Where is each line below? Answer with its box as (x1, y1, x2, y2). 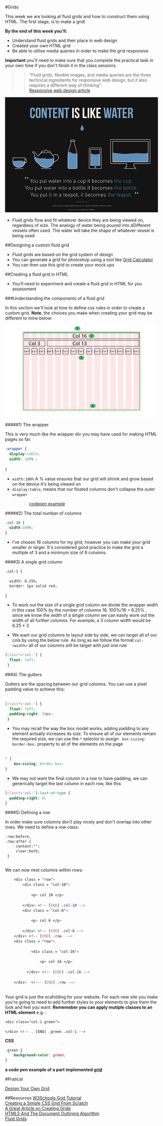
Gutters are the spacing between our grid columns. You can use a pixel (5, 681, 147, 687)
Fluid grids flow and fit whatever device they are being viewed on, (12, 217, 144, 223)
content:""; (16, 844, 40, 849)
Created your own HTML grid (12, 43, 71, 48)
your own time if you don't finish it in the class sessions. (5, 63, 117, 68)
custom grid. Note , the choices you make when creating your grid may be (5, 310, 153, 316)
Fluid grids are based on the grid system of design (12, 252, 113, 257)
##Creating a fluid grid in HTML (5, 271, 68, 277)
